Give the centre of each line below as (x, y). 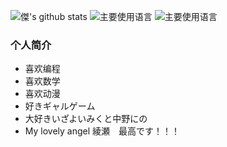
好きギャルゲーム (60, 106)
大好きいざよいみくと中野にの (86, 119)
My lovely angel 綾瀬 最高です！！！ (102, 131)
